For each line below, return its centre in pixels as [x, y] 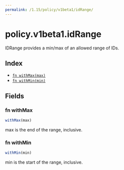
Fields [15, 96]
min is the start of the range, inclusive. [44, 162]
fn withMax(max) [29, 76]
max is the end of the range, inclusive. [44, 129]
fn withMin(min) [29, 81]
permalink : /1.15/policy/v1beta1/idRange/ [49, 10]
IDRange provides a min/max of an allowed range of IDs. [62, 48]
